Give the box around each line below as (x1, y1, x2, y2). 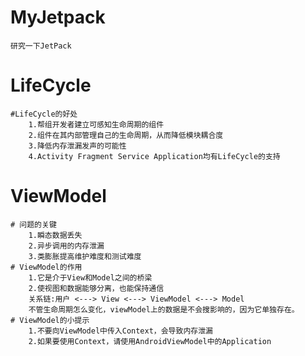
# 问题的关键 (10, 219, 57, 230)
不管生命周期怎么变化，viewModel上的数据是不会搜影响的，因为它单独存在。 (28, 304, 300, 315)
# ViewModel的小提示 (10, 315, 90, 325)
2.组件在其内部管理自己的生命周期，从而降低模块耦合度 (28, 130, 224, 140)
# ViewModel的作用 (10, 262, 83, 272)
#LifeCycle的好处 (10, 109, 78, 119)
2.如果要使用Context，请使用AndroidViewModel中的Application (28, 336, 272, 346)
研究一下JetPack (10, 41, 72, 51)
